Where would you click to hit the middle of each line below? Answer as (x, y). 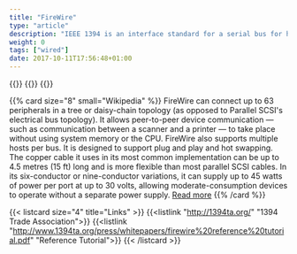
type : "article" (39, 26)
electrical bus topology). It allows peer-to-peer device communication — (141, 119)
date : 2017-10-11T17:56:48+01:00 (71, 58)
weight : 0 (27, 42)
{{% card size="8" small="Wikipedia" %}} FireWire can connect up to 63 (141, 101)
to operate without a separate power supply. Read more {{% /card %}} (138, 195)
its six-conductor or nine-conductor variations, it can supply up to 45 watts (146, 176)
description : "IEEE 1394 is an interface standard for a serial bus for (146, 34)
